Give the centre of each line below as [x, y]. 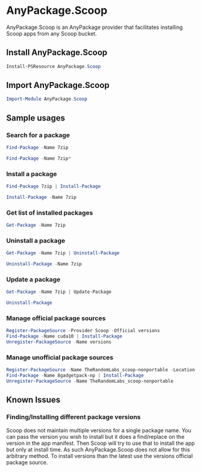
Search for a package [38, 135]
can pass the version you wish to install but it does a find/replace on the [95, 436]
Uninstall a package [36, 241]
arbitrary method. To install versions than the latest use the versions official [100, 456]
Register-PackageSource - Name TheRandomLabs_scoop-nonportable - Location [101, 370]
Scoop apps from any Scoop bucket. [52, 33]
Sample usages [36, 118]
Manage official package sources [56, 318]
